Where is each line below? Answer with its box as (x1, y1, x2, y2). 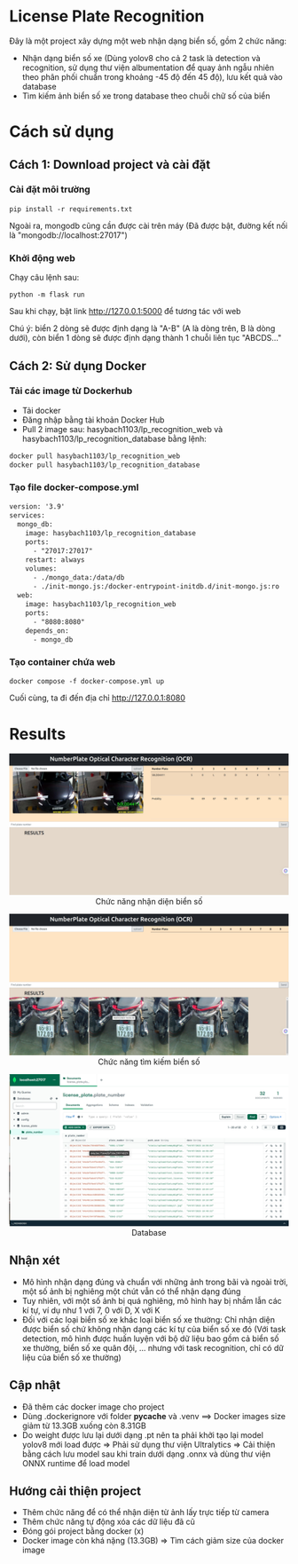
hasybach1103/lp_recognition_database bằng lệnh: (21, 433, 207, 444)
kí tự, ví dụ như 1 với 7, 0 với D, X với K (21, 1305, 161, 1315)
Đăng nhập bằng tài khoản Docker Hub (21, 415, 165, 425)
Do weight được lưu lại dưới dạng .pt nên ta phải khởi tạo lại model (21, 1429, 264, 1440)
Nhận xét (9, 1253, 60, 1268)
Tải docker (21, 405, 61, 415)
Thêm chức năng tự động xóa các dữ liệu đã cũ (21, 1516, 195, 1528)
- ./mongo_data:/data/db (32, 573, 125, 582)
